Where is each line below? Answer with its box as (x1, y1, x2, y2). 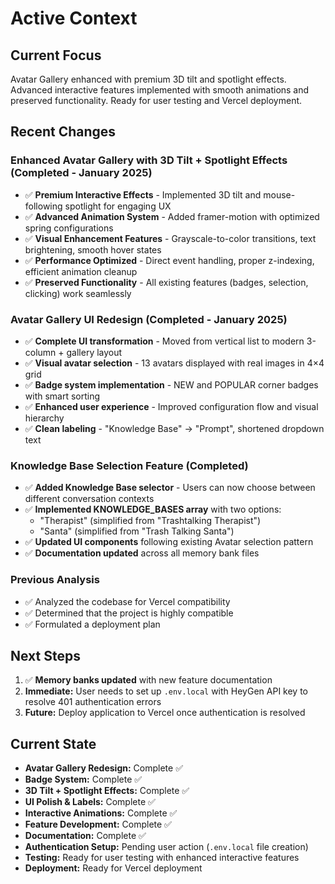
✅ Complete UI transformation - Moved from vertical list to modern (24, 335, 305, 347)
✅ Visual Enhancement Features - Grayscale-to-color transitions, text (24, 232, 317, 244)
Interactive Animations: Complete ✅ (24, 807, 178, 819)
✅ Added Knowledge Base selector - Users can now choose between (24, 482, 316, 494)
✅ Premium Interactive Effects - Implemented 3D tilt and (24, 188, 262, 201)
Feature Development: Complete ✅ (24, 818, 172, 831)
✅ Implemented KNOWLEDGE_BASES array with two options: (24, 503, 282, 516)
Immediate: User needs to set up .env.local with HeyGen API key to (24, 685, 308, 697)
